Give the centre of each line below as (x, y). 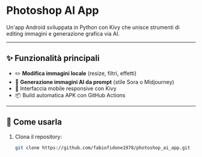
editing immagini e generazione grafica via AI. (63, 33)
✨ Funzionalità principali (53, 58)
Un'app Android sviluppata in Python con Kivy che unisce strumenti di (93, 27)
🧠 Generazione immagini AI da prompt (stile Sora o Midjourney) (94, 82)
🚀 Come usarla (34, 122)
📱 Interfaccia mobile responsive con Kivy (66, 88)
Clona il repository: (38, 136)
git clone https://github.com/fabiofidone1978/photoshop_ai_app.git (103, 148)
